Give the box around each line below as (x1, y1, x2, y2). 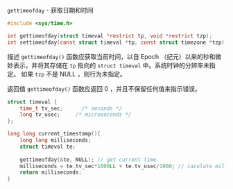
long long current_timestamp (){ (7, 131, 101, 138)
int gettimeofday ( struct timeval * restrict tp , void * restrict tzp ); (7, 32, 213, 40)
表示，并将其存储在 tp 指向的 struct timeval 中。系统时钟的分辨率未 (12, 61, 210, 69)
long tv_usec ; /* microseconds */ (19, 111, 132, 118)
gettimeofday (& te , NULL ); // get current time (19, 156, 157, 163)
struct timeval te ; (19, 143, 76, 150)
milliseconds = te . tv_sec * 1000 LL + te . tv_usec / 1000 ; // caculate (19, 163, 213, 170)
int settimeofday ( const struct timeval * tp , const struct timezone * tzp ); (7, 39, 228, 46)
